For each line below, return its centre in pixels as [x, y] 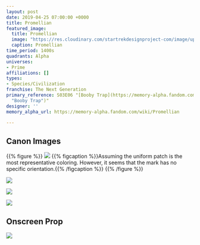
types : [14, 78]
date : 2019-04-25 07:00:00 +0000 [48, 17]
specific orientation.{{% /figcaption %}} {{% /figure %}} [75, 169]
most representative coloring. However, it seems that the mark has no [91, 163]
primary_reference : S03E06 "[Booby [50, 95]
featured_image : [26, 28]
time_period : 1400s [30, 51]
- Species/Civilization [36, 84]
